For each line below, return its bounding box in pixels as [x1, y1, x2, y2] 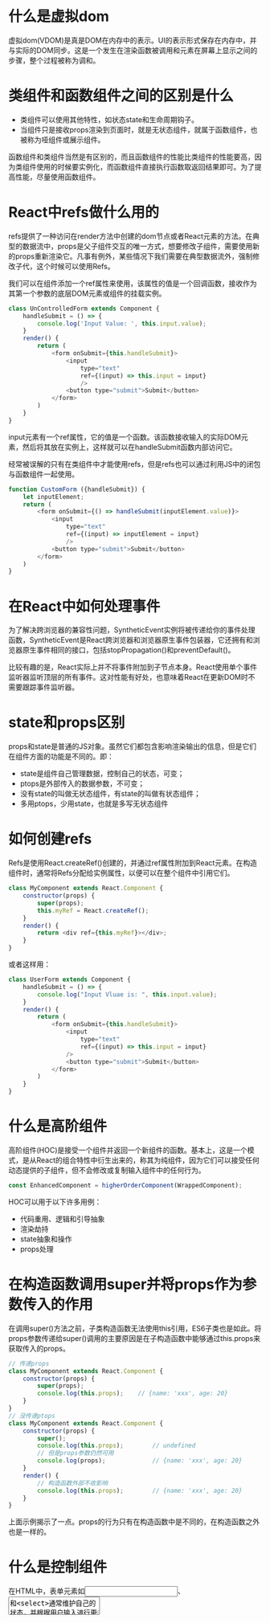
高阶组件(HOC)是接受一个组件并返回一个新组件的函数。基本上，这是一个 [8, 1145, 247, 1155]
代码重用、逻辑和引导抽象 [19, 1214, 105, 1224]
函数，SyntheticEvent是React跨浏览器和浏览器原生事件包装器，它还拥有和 [8, 636, 253, 645]
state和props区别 [8, 713, 125, 732]
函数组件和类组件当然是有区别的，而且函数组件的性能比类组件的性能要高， [8, 152, 255, 161]
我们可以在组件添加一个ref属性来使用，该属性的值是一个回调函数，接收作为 [8, 278, 257, 288]
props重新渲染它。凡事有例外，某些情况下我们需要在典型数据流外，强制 [14, 251, 253, 261]
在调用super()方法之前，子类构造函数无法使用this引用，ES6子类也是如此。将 [8, 1323, 262, 1333]
